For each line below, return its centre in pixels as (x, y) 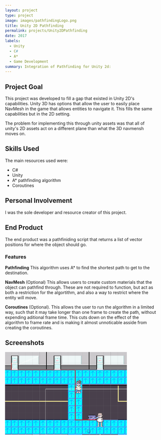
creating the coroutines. (29, 327)
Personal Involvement (39, 201)
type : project (19, 15)
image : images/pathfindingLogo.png (41, 20)
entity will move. (21, 297)
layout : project (21, 10)
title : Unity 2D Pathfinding (34, 26)
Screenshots (25, 343)
